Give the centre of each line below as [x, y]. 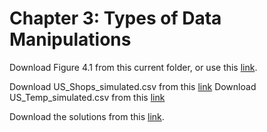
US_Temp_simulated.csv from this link [87, 97]
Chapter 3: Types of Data [115, 18]
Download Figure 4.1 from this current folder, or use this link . [133, 67]
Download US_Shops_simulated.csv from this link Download [133, 86]
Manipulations [70, 39]
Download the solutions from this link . [87, 116]
